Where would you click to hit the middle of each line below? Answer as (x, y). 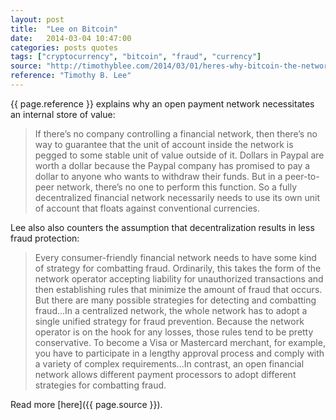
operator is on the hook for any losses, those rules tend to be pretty (174, 332)
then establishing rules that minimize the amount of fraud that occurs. (178, 289)
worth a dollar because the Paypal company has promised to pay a (172, 165)
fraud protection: (45, 238)
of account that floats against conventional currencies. (147, 208)
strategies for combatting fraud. (100, 385)
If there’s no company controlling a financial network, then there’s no (176, 133)
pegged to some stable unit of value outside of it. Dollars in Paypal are (179, 155)
